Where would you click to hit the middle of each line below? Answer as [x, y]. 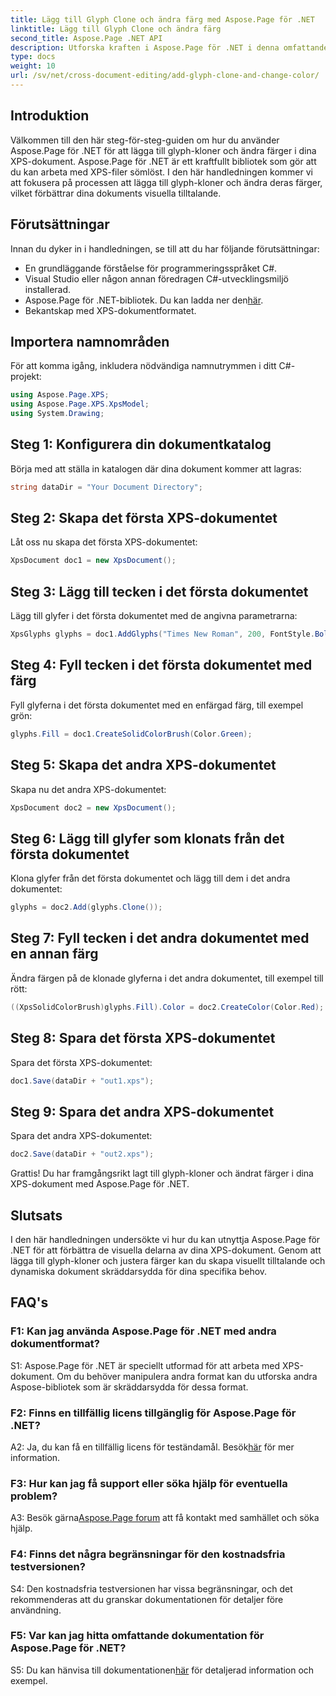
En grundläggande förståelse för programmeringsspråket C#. [151, 268]
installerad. [48, 289]
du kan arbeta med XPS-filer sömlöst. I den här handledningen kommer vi [161, 172]
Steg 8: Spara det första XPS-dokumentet [143, 1038]
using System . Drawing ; [57, 414]
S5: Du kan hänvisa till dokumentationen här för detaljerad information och [162, 1670]
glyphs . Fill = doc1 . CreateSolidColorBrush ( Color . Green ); [131, 734]
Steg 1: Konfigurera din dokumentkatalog [141, 444]
